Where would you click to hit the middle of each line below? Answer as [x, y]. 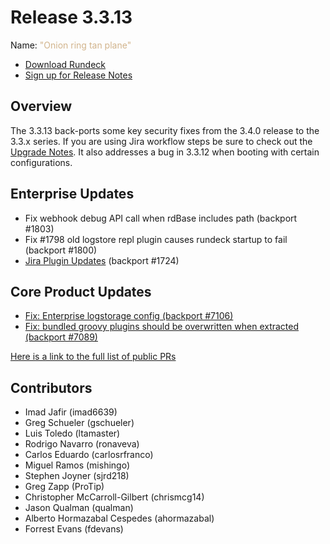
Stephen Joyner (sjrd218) [77, 476]
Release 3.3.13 [71, 17]
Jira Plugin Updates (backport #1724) [102, 260]
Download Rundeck [65, 64]
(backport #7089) [61, 337]
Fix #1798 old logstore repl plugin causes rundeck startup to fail [156, 239]
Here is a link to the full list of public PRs [93, 357]
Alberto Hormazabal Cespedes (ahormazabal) [119, 518]
